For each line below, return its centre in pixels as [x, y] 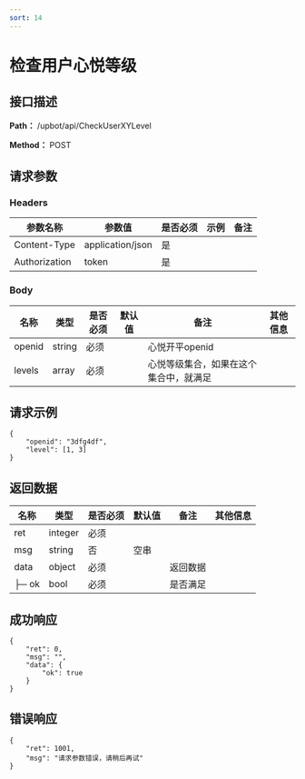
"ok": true [63, 674]
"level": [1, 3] [57, 450]
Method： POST [40, 145]
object [62, 567]
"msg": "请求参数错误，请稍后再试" [84, 758]
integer [64, 533]
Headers [29, 203]
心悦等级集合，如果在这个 [202, 364]
